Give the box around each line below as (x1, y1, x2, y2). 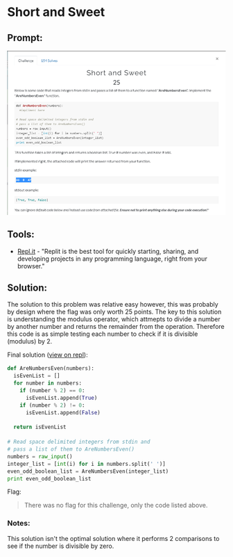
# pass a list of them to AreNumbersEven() (7, 446, 135, 453)
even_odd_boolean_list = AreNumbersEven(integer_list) (7, 467, 169, 475)
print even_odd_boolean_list (7, 475, 92, 482)
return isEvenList (13, 423, 67, 431)
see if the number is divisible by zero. (7, 542, 114, 550)
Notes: (7, 519, 31, 528)
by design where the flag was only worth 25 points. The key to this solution (7, 307, 222, 316)
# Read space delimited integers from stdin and (7, 439, 150, 446)
